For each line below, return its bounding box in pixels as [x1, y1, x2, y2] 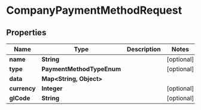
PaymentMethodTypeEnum [41, 65, 121, 73]
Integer [41, 84, 63, 93]
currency [9, 84, 36, 93]
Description [126, 45, 161, 53]
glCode [9, 94, 31, 102]
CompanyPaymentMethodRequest [6, 4, 182, 17]
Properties [6, 27, 47, 38]
